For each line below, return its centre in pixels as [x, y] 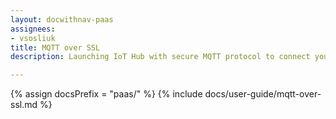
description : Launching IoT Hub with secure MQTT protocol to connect [160, 57]
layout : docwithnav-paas [62, 19]
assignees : [33, 29]
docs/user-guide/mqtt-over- [263, 94]
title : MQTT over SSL [55, 47]
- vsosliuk [33, 38]
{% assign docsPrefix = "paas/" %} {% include [106, 94]
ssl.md [24, 105]
